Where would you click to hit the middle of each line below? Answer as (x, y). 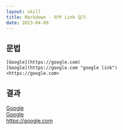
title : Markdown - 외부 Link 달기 (46, 17)
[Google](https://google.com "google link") (62, 68)
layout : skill (24, 12)
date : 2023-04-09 (27, 23)
